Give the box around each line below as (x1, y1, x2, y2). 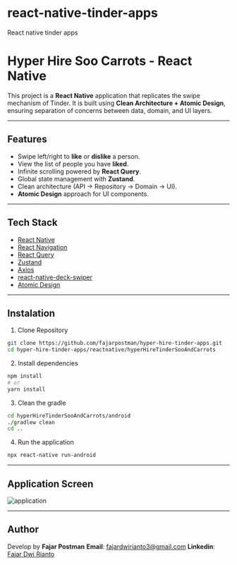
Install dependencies (17, 359, 79, 367)
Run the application (17, 438, 74, 446)
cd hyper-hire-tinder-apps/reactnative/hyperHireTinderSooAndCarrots (7, 346, 217, 353)
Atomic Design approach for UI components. (17, 189, 150, 198)
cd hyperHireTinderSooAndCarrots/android (7, 412, 131, 419)
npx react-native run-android (7, 451, 97, 459)
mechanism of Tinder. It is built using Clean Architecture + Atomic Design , (7, 99, 226, 107)
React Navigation (17, 243, 68, 251)
